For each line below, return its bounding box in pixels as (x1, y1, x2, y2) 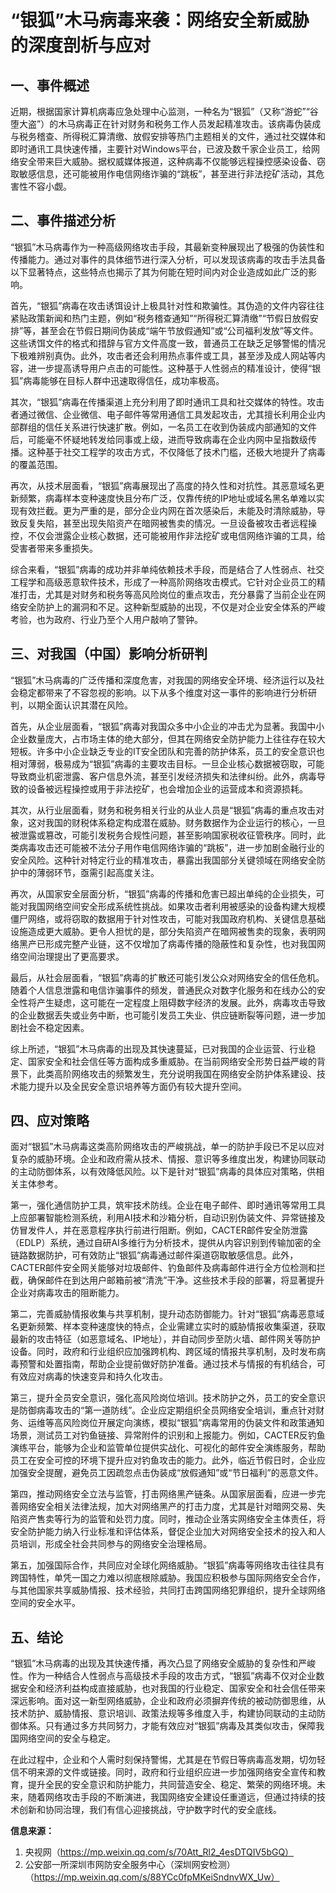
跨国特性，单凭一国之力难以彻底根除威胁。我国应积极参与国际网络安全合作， (10, 1572, 326, 1584)
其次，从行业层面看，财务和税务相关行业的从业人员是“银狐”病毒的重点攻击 (10, 804, 317, 816)
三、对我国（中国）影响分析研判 (10, 646, 208, 663)
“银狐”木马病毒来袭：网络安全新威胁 (10, 9, 310, 32)
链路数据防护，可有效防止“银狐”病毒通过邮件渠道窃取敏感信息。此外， (10, 1249, 299, 1261)
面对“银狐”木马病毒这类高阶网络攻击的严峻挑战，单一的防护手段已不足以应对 (10, 1141, 325, 1153)
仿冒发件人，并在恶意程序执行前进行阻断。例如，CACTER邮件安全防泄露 (10, 1224, 308, 1236)
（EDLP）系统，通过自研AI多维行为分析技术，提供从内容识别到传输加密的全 (10, 1237, 322, 1249)
